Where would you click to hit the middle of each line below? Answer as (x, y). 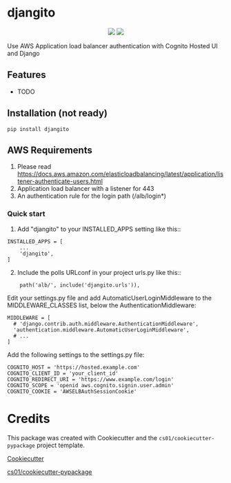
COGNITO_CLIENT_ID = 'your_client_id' (63, 373)
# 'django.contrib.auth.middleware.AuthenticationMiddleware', (106, 324)
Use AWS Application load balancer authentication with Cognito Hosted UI (113, 45)
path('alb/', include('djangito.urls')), (80, 285)
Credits (29, 419)
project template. (61, 445)
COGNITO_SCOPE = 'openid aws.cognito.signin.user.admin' (91, 385)
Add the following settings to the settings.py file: (76, 354)
